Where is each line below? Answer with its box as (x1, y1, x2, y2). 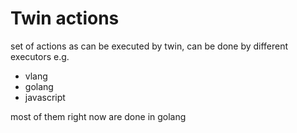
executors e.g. (10, 50, 70, 62)
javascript (24, 91, 66, 103)
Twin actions (10, 7, 120, 30)
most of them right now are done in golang (10, 110, 187, 122)
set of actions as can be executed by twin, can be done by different (10, 40, 289, 52)
